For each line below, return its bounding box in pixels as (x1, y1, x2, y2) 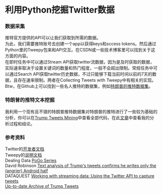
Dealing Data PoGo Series (5, 158, 57, 163)
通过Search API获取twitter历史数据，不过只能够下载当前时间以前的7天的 (9, 71, 152, 77)
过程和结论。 (9, 121, 35, 127)
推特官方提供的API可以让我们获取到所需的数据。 (5, 35, 101, 41)
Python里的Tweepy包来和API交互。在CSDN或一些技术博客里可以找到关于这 (5, 47, 156, 53)
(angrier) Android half (5, 168, 48, 174)
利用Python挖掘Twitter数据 (5, 4, 115, 16)
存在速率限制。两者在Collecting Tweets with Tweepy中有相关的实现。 (17, 77, 156, 83)
